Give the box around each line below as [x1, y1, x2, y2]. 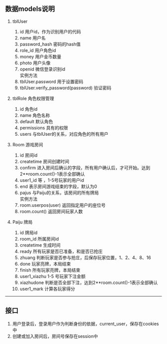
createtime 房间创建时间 [19, 158, 70, 164]
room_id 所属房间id [19, 236, 59, 242]
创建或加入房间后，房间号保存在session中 [12, 333, 98, 339]
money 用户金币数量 [19, 53, 62, 59]
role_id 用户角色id [19, 47, 56, 53]
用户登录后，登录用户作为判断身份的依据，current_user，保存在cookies [12, 321, 159, 327]
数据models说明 [5, 4, 55, 13]
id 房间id [19, 152, 38, 158]
